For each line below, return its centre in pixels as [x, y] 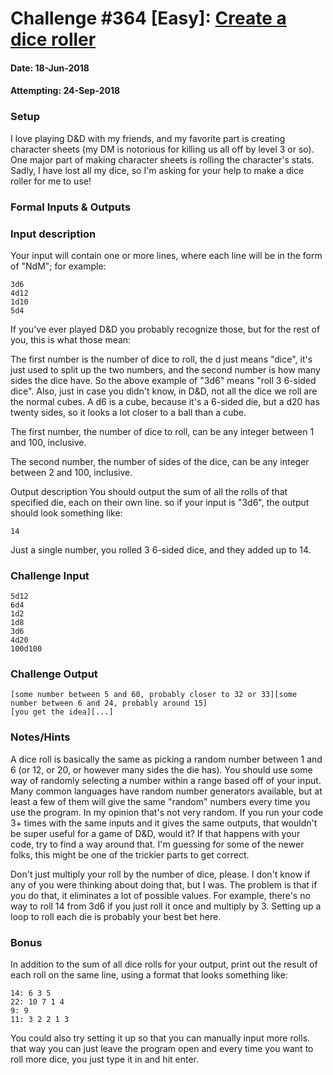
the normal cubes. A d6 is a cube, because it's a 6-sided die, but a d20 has [165, 401]
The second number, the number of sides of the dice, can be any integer [160, 461]
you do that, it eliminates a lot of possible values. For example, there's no [160, 895]
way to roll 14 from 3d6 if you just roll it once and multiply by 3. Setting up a [166, 906]
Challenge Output [54, 674]
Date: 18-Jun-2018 [50, 68]
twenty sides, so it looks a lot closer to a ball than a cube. [128, 412]
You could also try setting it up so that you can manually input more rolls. [160, 1038]
